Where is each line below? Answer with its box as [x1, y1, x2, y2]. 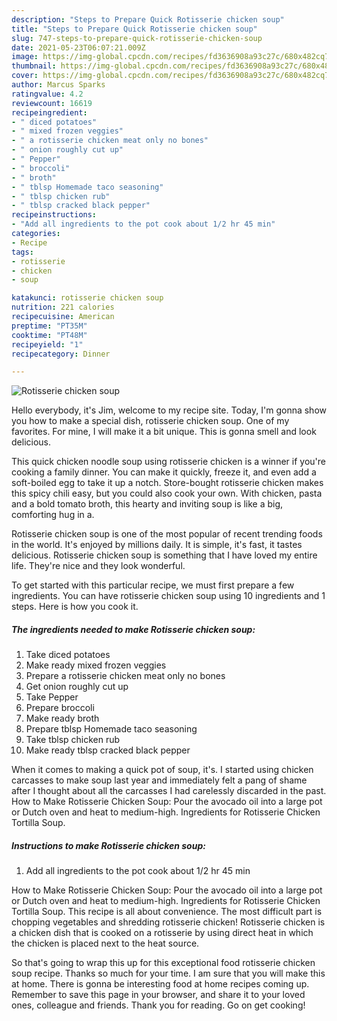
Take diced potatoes [25, 649, 111, 661]
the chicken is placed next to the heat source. [11, 937, 200, 950]
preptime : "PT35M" [11, 321, 88, 331]
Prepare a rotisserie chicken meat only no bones [25, 670, 226, 682]
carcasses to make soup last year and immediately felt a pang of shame [11, 774, 308, 786]
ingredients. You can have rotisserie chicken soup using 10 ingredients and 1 [11, 590, 326, 602]
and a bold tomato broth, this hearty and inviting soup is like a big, [11, 498, 284, 510]
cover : [11, 71, 39, 81]
